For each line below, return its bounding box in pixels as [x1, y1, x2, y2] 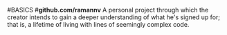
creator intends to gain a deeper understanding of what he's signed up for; [7, 13, 220, 21]
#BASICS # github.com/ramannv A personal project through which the [7, 6, 209, 14]
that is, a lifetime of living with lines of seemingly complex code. [7, 21, 190, 28]
